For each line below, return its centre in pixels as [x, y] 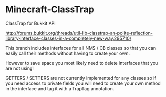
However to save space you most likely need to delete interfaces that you [82, 63]
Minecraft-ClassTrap [50, 9]
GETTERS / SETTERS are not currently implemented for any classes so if [81, 78]
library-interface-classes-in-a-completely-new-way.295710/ [68, 38]
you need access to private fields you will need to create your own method [83, 83]
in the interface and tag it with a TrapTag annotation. [60, 88]
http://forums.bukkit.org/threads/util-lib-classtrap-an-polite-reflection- [79, 33]
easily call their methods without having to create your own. [68, 53]
